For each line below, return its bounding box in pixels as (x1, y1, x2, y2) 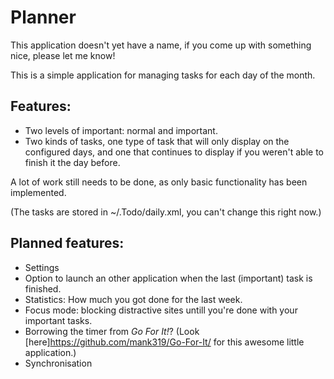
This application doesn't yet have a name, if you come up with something (10, 39, 312, 51)
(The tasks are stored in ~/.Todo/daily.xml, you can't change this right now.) (10, 206, 322, 218)
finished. (24, 282, 62, 295)
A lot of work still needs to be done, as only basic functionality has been (10, 176, 308, 188)
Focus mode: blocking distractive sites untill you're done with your (24, 304, 298, 316)
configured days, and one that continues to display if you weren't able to (24, 146, 324, 158)
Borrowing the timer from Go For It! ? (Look (24, 325, 200, 337)
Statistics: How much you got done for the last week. (24, 293, 243, 305)
